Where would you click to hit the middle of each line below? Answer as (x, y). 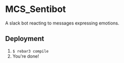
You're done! (25, 56)
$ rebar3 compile (30, 51)
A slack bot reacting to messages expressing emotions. (62, 23)
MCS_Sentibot (35, 9)
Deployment (25, 39)
